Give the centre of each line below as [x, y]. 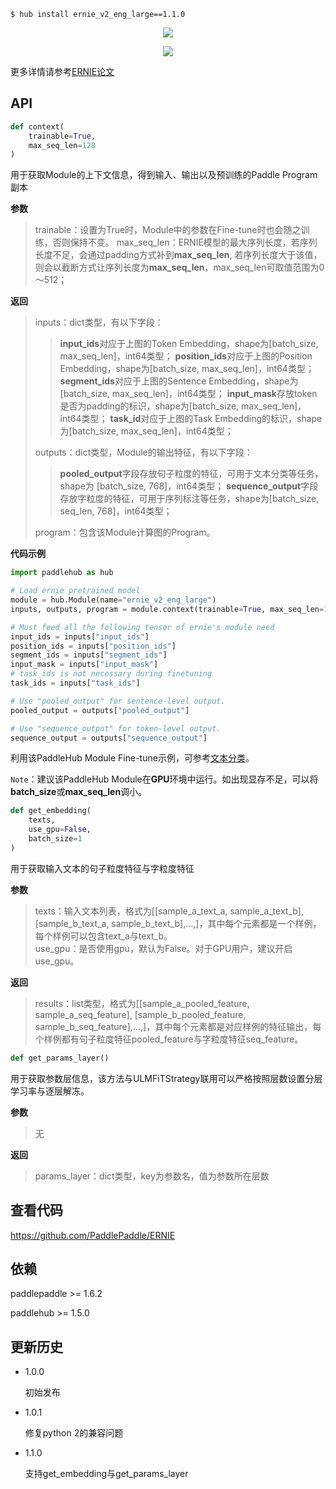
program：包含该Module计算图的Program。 [125, 532]
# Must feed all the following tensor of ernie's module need [142, 627]
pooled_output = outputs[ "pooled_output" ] [100, 710]
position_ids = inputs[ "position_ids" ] [93, 646]
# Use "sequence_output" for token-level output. [116, 728]
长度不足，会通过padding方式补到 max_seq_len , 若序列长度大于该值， [178, 255]
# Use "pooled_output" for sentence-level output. [118, 701]
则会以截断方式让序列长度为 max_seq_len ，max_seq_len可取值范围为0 [179, 267]
